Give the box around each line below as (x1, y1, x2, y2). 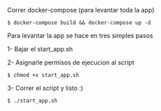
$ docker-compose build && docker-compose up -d (7, 19, 151, 26)
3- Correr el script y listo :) (7, 84, 84, 92)
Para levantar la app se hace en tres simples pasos (7, 31, 153, 40)
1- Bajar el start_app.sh (7, 45, 73, 53)
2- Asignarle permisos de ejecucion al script (7, 58, 135, 67)
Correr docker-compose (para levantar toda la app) (7, 6, 155, 14)
